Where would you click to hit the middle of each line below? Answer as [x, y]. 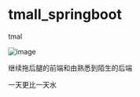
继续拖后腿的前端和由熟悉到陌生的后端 [70, 68]
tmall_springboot [65, 15]
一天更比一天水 [32, 84]
